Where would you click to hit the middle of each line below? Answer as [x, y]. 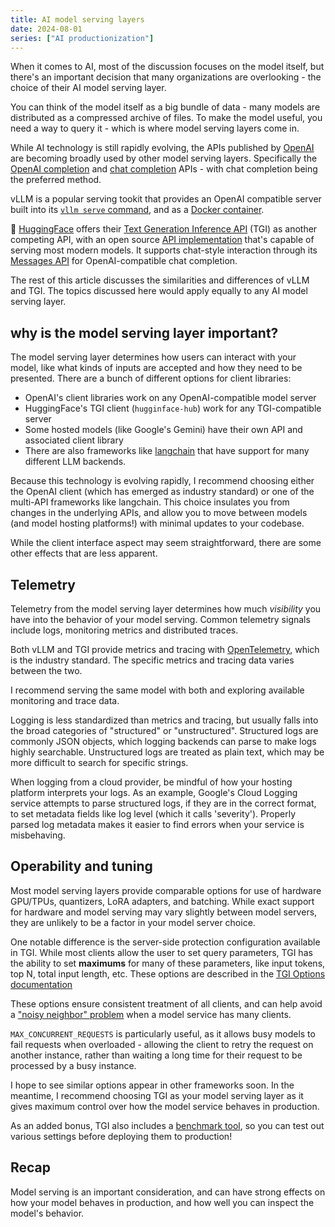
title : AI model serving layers [77, 19]
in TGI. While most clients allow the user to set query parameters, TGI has [161, 952]
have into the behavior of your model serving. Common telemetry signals [160, 619]
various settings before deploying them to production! [121, 1136]
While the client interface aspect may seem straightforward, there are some [166, 543]
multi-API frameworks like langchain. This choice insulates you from [150, 502]
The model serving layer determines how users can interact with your [153, 357]
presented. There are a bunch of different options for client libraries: [151, 378]
